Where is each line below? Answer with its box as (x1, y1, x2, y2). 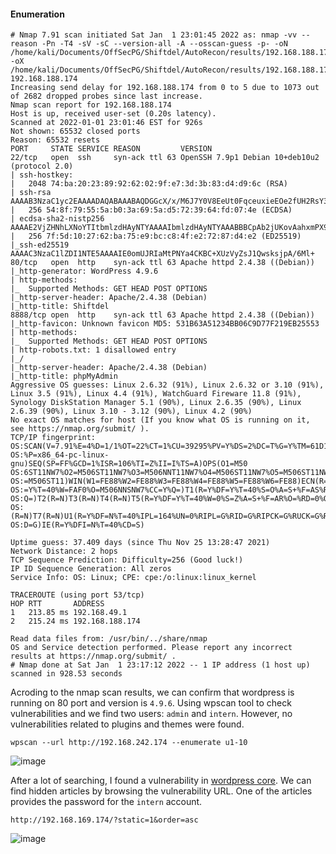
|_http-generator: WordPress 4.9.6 (10, 266, 159, 277)
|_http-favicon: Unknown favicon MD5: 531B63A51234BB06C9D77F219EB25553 (10, 319, 320, 329)
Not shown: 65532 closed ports (10, 126, 141, 137)
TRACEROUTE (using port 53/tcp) (10, 590, 145, 600)
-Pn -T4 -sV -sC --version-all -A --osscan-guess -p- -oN (41, 39, 288, 49)
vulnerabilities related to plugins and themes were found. (10, 718, 245, 730)
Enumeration (10, 8, 65, 20)
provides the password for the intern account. (10, 796, 203, 808)
